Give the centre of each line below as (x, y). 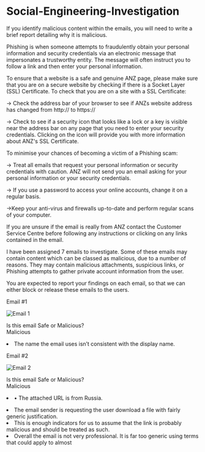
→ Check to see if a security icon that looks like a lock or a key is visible (97, 122)
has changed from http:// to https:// (51, 109)
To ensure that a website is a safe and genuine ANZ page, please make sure (102, 78)
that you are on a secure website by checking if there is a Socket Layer (96, 85)
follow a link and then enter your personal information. (74, 66)
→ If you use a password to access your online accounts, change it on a (97, 190)
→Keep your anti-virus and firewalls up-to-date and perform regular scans (100, 208)
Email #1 (17, 302)
